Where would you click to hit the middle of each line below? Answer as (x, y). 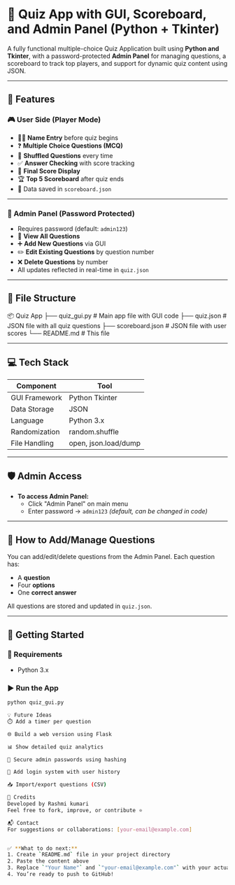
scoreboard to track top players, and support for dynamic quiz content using (117, 63)
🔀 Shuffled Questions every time (65, 155)
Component (37, 385)
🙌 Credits (22, 798)
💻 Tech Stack (38, 363)
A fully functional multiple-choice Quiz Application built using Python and (113, 48)
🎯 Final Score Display (49, 171)
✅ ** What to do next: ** (43, 848)
